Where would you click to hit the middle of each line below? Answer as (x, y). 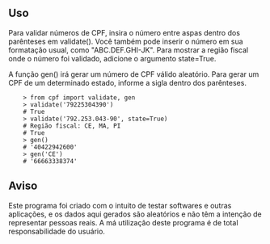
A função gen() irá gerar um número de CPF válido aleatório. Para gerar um (134, 74)
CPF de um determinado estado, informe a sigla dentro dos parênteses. (127, 82)
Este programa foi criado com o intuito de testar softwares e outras (120, 205)
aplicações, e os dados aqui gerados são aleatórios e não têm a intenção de (135, 214)
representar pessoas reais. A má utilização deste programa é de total (123, 222)
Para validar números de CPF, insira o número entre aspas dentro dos (124, 32)
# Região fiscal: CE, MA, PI (72, 126)
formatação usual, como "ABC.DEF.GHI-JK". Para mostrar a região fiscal (129, 50)
